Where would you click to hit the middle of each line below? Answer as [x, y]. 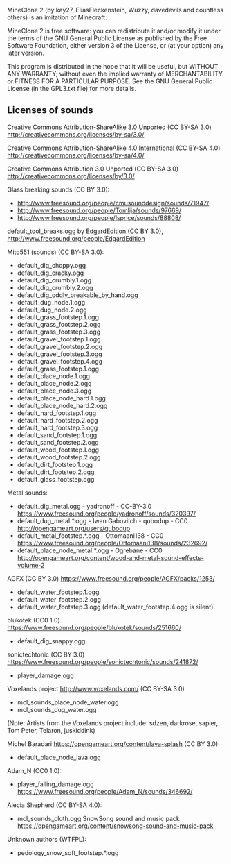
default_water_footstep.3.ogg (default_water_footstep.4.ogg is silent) [115, 607]
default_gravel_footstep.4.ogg [60, 361]
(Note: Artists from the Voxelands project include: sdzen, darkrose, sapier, [112, 723]
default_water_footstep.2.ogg [59, 599]
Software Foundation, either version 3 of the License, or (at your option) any [115, 45]
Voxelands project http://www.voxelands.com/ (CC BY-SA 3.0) [96, 688]
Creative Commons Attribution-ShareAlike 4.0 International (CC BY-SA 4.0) [114, 148]
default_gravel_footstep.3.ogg [59, 354]
